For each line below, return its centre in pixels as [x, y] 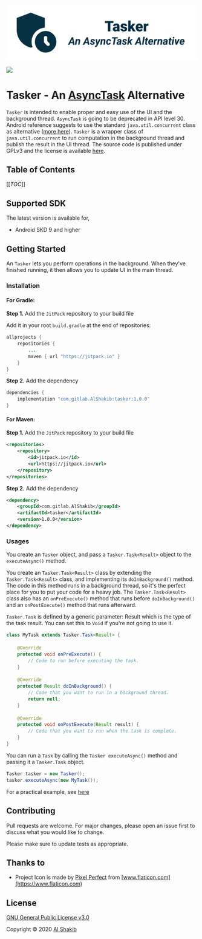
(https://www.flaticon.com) [49, 884]
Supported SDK [36, 203]
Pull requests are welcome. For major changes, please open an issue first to [101, 825]
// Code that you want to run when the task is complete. [103, 731]
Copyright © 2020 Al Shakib [42, 929]
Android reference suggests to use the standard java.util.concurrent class [101, 125]
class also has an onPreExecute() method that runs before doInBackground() [101, 598]
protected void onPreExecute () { [59, 654]
